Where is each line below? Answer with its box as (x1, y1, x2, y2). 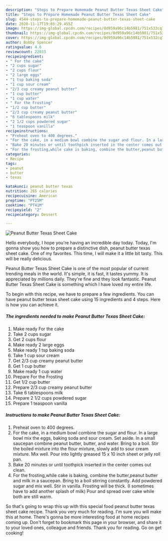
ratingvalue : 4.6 (5, 45, 42, 50)
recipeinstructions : (5, 128, 49, 133)
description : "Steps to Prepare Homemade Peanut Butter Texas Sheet (5, 7, 151, 13)
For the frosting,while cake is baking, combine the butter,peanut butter (12, 472, 158, 478)
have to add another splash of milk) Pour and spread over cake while (12, 488, 155, 494)
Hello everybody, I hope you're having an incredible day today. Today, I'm (5, 240, 157, 246)
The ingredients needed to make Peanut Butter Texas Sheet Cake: (5, 313, 145, 319)
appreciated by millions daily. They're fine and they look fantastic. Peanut (5, 276, 157, 282)
